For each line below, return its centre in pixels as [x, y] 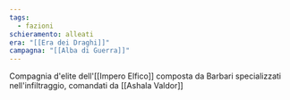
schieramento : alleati [51, 34]
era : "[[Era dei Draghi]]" [60, 42]
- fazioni [35, 26]
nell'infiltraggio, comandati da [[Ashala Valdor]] [96, 86]
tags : [19, 17]
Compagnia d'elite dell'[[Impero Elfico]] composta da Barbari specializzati [145, 76]
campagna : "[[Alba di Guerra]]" [69, 51]
